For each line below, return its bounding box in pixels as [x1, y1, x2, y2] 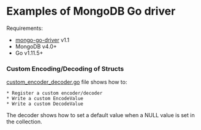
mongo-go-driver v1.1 [15, 36, 69, 43]
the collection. [6, 118, 42, 126]
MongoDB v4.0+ [15, 43, 57, 50]
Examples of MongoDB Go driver [6, 4, 176, 18]
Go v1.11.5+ [15, 49, 44, 56]
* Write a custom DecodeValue [6, 101, 84, 107]
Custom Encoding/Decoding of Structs [6, 64, 124, 73]
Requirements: [6, 24, 43, 32]
